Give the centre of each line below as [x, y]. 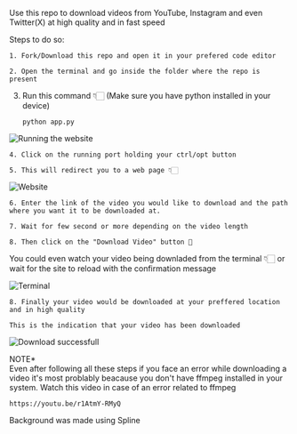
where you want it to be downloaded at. [85, 211]
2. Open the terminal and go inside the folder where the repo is [135, 71]
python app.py [48, 122]
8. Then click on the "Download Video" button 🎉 [101, 242]
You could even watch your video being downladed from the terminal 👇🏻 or [147, 258]
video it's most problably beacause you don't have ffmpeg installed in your [146, 378]
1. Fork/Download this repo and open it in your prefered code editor [143, 56]
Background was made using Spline [75, 420]
